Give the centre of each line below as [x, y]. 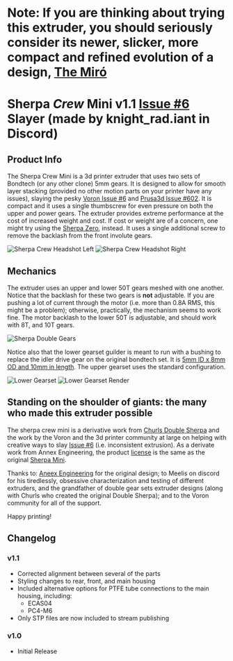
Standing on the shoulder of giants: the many [107, 402]
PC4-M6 [40, 610]
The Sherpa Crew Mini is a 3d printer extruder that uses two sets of [104, 177]
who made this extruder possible [80, 413]
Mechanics [32, 271]
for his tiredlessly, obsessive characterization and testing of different [105, 480]
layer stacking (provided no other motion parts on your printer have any [110, 191]
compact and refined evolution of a [111, 58]
